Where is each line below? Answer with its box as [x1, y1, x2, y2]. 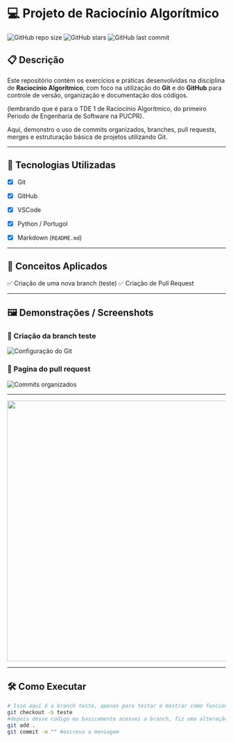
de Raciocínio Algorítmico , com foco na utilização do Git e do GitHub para [7, 83, 222, 92]
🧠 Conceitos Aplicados [7, 261, 107, 272]
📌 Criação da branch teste [7, 331, 96, 340]
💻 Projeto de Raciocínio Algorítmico [7, 6, 220, 22]
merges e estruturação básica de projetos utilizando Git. [7, 133, 168, 141]
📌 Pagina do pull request [7, 364, 91, 374]
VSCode [17, 206, 42, 214]
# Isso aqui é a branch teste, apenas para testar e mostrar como [7, 702, 203, 709]
